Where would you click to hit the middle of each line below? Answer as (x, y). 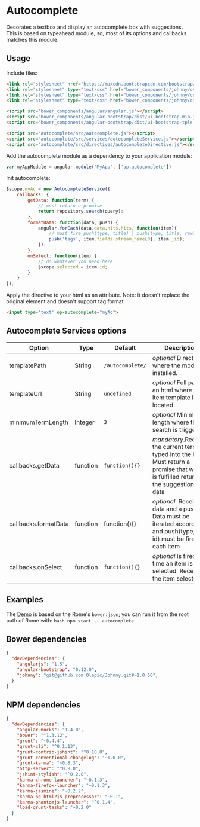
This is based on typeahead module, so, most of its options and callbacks (96, 33)
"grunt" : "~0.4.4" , (41, 741)
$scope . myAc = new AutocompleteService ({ (58, 189)
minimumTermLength (39, 422)
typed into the (172, 454)
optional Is (167, 556)
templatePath (28, 365)
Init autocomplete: (28, 178)
